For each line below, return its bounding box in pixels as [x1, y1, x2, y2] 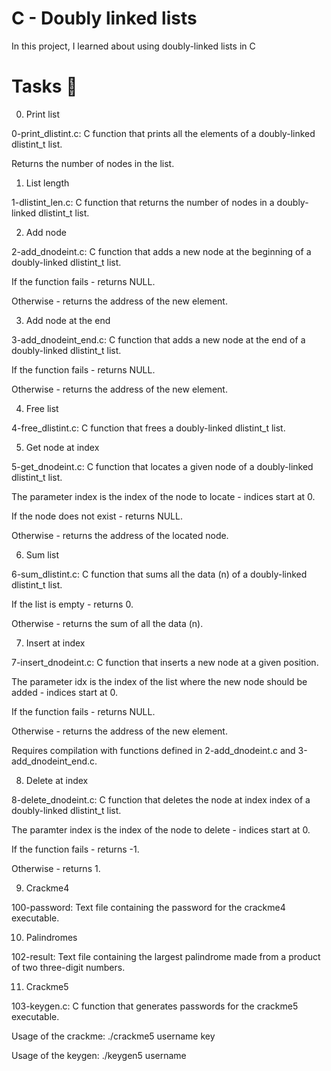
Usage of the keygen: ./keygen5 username [11, 1049, 187, 1061]
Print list [25, 108, 61, 120]
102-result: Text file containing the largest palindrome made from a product [11, 950, 321, 962]
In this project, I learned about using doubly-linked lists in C [11, 40, 256, 52]
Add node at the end [25, 314, 111, 326]
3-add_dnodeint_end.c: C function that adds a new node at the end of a [11, 333, 306, 346]
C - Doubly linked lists [11, 7, 198, 30]
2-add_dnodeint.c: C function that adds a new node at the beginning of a [11, 245, 312, 257]
